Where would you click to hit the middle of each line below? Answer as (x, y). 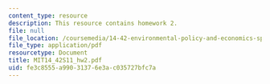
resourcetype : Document (48, 53)
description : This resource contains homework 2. (93, 23)
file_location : (34, 38)
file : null (27, 30)
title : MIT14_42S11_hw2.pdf (55, 61)
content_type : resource (48, 16)
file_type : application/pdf (55, 46)
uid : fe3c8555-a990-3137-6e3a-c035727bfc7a (82, 68)
